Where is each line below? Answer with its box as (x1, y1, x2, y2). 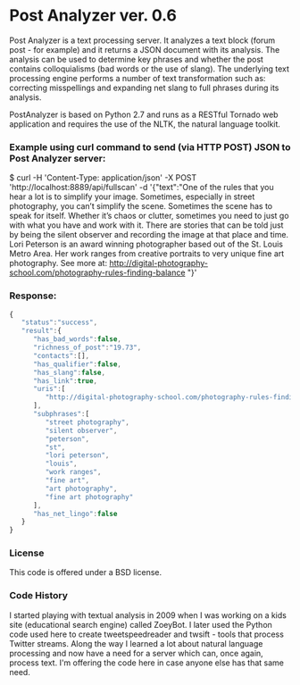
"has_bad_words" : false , (32, 335, 122, 344)
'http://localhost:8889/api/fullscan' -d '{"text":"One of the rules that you (9, 182, 274, 193)
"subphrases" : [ (32, 410, 90, 419)
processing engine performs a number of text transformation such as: (9, 72, 266, 83)
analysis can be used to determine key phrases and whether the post (9, 54, 263, 64)
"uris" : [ (32, 385, 66, 394)
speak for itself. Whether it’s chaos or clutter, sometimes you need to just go (9, 211, 289, 221)
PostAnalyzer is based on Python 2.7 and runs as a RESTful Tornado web (9, 109, 279, 120)
